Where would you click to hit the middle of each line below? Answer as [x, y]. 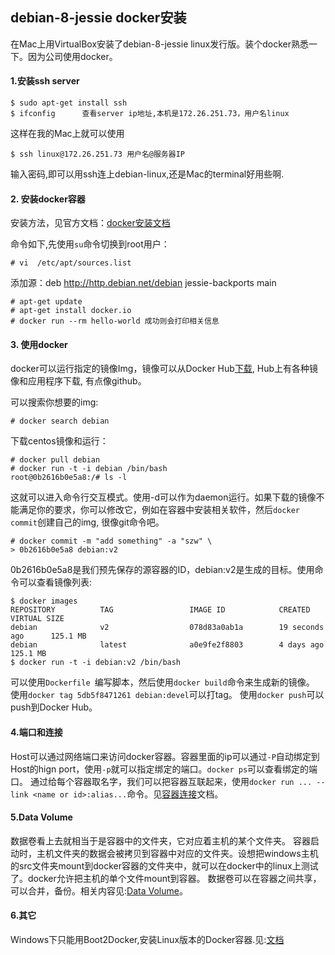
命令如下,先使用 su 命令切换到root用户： [90, 244]
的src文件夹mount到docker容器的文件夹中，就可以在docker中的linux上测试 [164, 865]
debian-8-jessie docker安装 [98, 18]
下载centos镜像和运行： [59, 441]
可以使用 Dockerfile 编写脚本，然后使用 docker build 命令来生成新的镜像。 [162, 682]
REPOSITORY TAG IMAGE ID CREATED [160, 610]
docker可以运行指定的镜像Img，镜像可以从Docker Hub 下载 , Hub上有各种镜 [164, 369]
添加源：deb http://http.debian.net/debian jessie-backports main [143, 283]
